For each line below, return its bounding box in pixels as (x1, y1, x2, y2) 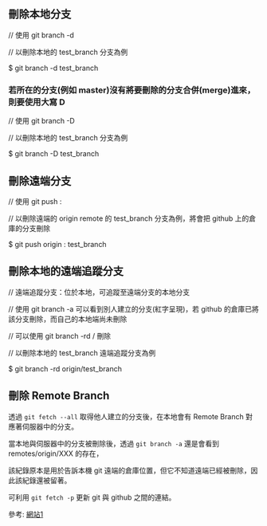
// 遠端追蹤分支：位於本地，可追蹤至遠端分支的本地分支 (8, 287, 190, 296)
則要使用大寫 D (8, 96, 65, 108)
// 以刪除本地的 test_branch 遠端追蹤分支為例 (8, 347, 156, 357)
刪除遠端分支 (8, 174, 72, 187)
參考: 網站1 (8, 509, 44, 519)
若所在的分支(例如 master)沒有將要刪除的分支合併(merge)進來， (8, 84, 256, 96)
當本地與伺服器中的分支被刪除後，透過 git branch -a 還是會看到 (8, 438, 219, 448)
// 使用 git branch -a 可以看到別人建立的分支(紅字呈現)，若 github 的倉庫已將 (8, 304, 259, 313)
